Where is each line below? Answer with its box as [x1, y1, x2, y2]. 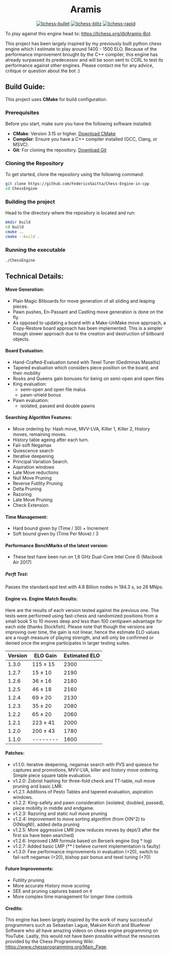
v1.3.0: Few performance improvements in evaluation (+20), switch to [12, 848, 159, 854]
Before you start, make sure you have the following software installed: [5, 121, 152, 127]
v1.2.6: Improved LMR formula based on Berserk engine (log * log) [12, 838, 152, 844]
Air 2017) [12, 559, 32, 565]
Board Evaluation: [5, 348, 44, 354]
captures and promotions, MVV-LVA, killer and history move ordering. [12, 767, 159, 773]
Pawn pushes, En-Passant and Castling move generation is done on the [12, 309, 163, 315]
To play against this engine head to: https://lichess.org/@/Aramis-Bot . [5, 30, 152, 36]
